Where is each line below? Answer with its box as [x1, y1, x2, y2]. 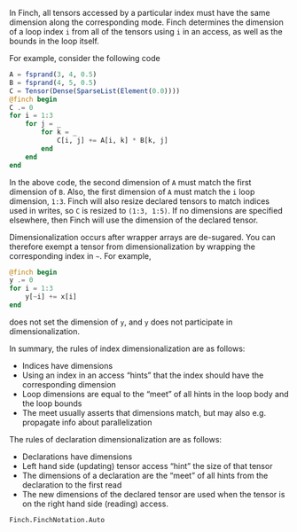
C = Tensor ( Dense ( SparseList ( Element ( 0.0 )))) [9, 86, 180, 96]
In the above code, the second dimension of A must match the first [9, 176, 252, 187]
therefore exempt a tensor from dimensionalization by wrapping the [9, 241, 255, 252]
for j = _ [25, 120, 62, 129]
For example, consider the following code [9, 53, 161, 63]
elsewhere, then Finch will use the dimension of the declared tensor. [9, 215, 259, 225]
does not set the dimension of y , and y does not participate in [9, 317, 233, 327]
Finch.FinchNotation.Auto [9, 515, 105, 524]
